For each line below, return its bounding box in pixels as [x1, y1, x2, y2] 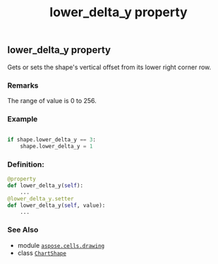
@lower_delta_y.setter [7, 195, 74, 202]
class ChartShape [17, 248, 67, 257]
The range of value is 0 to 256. [7, 96, 97, 104]
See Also [7, 225, 39, 235]
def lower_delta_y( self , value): [7, 202, 106, 209]
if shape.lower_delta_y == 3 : [7, 136, 97, 143]
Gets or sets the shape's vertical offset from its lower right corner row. [7, 63, 212, 71]
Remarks [7, 80, 39, 90]
